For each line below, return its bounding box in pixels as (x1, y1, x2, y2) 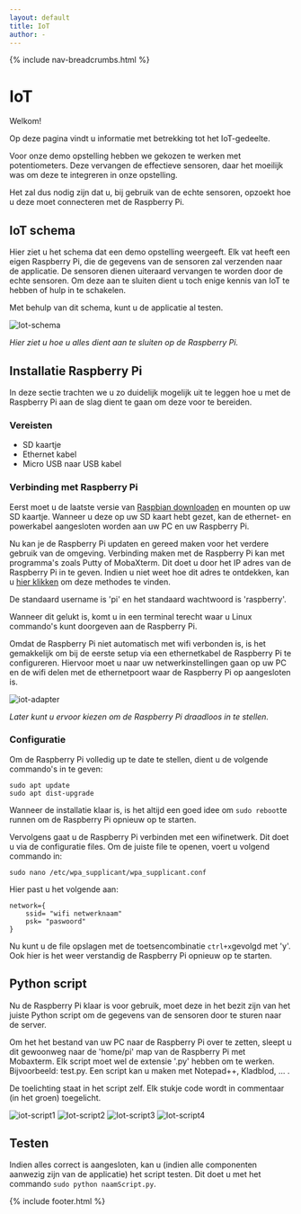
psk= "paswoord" (25, 916, 87, 926)
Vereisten (9, 419, 53, 432)
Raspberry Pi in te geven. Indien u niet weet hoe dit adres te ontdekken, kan (9, 567, 290, 577)
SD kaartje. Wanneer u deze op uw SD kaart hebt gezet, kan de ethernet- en (9, 511, 292, 522)
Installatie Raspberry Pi (9, 363, 143, 379)
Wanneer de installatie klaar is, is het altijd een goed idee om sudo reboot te (9, 804, 288, 815)
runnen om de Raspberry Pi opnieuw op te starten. (9, 814, 197, 825)
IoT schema (9, 222, 76, 238)
